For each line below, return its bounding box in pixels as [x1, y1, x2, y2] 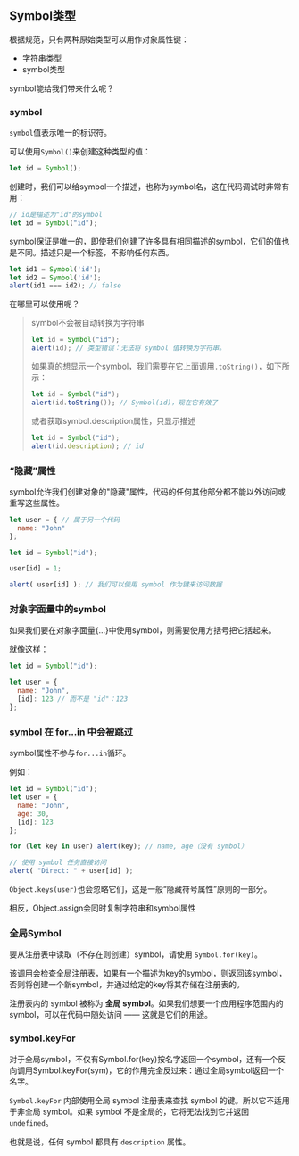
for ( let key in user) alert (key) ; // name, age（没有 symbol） [9, 842, 248, 851]
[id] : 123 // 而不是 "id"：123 [17, 694, 129, 703]
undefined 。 [9, 1117, 54, 1127]
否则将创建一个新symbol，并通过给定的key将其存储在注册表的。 [9, 979, 245, 990]
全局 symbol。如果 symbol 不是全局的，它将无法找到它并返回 [24, 1106, 250, 1117]
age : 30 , [17, 809, 50, 819]
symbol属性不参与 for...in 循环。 [9, 748, 131, 759]
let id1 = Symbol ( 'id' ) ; [9, 264, 102, 274]
